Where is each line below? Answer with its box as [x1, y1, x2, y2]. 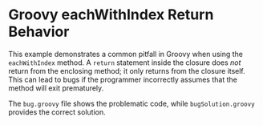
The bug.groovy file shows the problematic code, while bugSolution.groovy [8, 99, 255, 108]
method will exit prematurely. [8, 83, 104, 93]
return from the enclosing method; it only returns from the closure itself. [8, 66, 246, 75]
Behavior [8, 22, 70, 41]
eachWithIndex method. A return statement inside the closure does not [8, 58, 241, 67]
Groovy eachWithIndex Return [8, 6, 214, 24]
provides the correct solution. [8, 107, 106, 117]
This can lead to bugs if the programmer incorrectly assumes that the [8, 75, 238, 84]
